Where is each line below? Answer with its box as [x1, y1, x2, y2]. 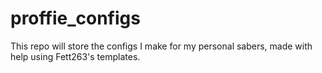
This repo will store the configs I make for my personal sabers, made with [10, 40, 313, 52]
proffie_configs [10, 7, 141, 30]
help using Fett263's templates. [10, 50, 141, 62]
